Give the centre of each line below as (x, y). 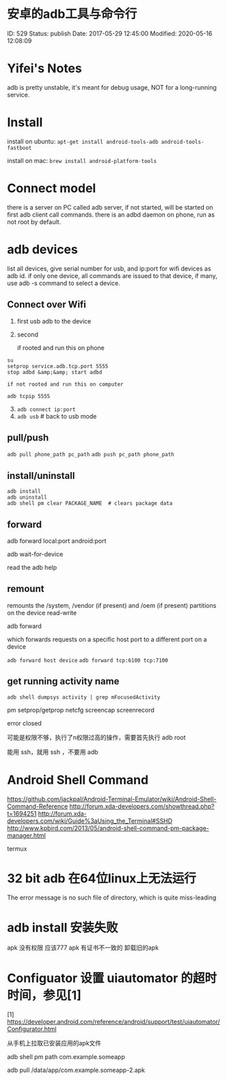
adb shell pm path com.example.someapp (66, 1057)
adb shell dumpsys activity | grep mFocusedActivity (84, 697)
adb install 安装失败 (63, 927)
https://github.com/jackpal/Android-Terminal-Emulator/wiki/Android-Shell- (112, 799)
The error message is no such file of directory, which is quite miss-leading (112, 897)
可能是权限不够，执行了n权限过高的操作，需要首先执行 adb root (96, 737)
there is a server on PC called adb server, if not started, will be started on (110, 207)
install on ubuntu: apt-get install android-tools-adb (83, 141)
